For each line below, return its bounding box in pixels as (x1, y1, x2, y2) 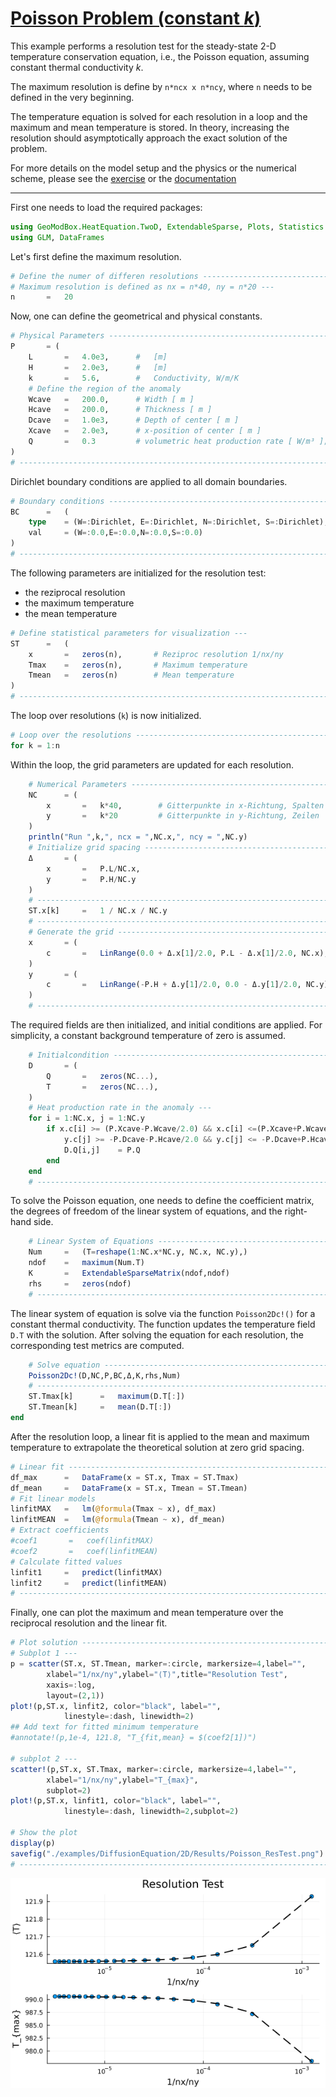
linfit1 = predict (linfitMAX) (10, 1567, 163, 1577)
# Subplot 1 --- (10, 1648, 78, 1659)
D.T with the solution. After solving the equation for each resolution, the (10, 1328, 304, 1341)
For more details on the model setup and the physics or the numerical (10, 162, 297, 174)
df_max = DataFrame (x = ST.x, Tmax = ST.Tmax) (10, 1472, 240, 1482)
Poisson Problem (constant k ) (10, 7, 262, 30)
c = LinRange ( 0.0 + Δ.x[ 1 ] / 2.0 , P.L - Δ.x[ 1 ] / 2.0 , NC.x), (46, 948, 329, 958)
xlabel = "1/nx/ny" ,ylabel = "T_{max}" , (46, 1775, 199, 1785)
